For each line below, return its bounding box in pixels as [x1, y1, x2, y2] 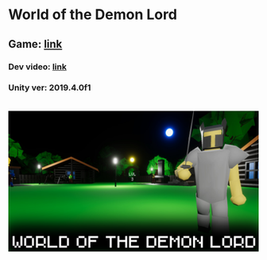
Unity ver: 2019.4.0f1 [8, 82, 91, 93]
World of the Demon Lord [8, 6, 177, 24]
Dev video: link [8, 61, 68, 72]
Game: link [8, 37, 63, 51]
